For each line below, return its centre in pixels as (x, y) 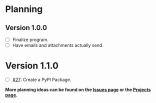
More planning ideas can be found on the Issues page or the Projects (78, 90)
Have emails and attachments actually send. (58, 45)
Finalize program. (30, 39)
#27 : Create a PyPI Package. (42, 80)
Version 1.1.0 (32, 66)
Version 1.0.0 (26, 28)
